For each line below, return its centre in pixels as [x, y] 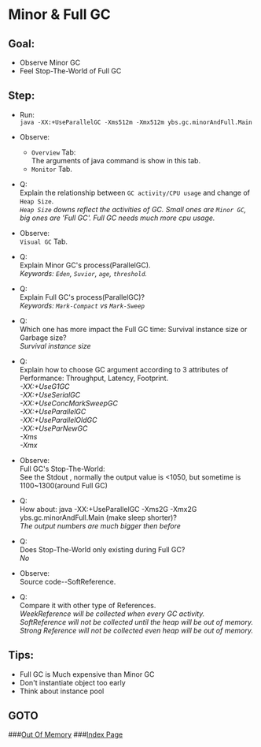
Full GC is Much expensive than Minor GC [87, 674]
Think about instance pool [62, 691]
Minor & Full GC [60, 15]
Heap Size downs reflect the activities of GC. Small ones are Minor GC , [133, 209]
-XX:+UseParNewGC [53, 428]
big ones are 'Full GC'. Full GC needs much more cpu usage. [117, 218]
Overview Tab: [53, 152]
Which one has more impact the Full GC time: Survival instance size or [133, 329]
